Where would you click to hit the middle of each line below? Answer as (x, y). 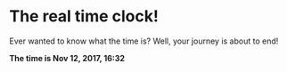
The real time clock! (84, 16)
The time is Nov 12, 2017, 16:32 (67, 58)
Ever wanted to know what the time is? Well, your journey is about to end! (144, 41)
